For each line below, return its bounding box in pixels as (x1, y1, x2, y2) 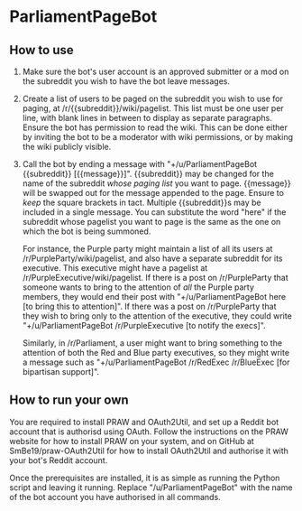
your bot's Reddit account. (9, 454, 108, 466)
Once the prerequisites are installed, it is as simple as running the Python (9, 472, 280, 483)
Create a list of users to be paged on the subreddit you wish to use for (22, 93, 284, 104)
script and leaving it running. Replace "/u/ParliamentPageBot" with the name (9, 481, 293, 493)
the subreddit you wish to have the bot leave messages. (22, 76, 231, 87)
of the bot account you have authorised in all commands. (9, 491, 221, 502)
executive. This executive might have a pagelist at (22, 263, 208, 273)
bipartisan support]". (22, 367, 100, 376)
